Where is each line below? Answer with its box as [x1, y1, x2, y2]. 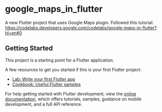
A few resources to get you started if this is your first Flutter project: [5, 67, 142, 72]
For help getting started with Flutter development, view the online [5, 90, 137, 96]
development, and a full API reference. [5, 101, 82, 107]
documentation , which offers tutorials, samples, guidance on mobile [5, 96, 142, 102]
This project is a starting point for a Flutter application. [5, 57, 114, 63]
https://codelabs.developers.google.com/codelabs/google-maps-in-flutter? [5, 24, 157, 30]
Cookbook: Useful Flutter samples [12, 81, 81, 87]
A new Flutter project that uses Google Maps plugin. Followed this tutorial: [5, 20, 154, 25]
